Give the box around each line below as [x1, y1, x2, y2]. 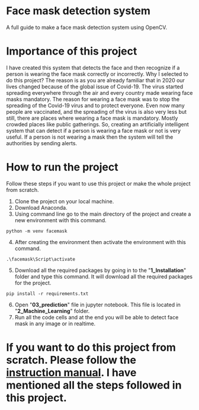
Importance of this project [6, 44, 137, 58]
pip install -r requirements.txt [6, 290, 89, 297]
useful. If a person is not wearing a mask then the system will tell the [6, 133, 174, 140]
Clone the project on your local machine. [14, 197, 114, 205]
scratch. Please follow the [6, 354, 136, 367]
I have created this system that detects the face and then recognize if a [6, 64, 180, 71]
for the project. [14, 279, 52, 286]
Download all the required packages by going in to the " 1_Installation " [14, 267, 187, 274]
